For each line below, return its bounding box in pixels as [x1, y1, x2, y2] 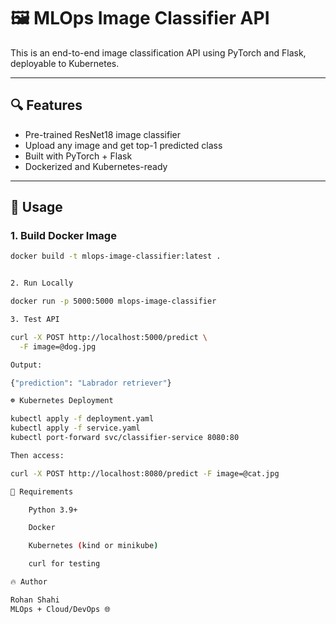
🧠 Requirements [10, 486, 74, 497]
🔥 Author [10, 577, 48, 587]
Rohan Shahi [10, 595, 60, 605]
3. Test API [10, 315, 60, 325]
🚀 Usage [10, 199, 63, 216]
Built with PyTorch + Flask [24, 150, 133, 162]
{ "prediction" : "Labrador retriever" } [10, 378, 172, 388]
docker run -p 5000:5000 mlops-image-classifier [10, 296, 217, 307]
